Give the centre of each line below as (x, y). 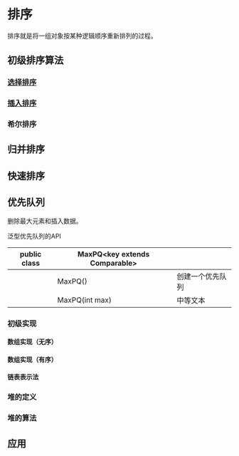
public (31, 254)
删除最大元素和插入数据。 (45, 221)
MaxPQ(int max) (84, 300)
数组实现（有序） (32, 359)
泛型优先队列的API (34, 236)
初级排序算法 (36, 60)
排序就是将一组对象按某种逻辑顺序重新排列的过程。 (82, 36)
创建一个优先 (198, 276)
